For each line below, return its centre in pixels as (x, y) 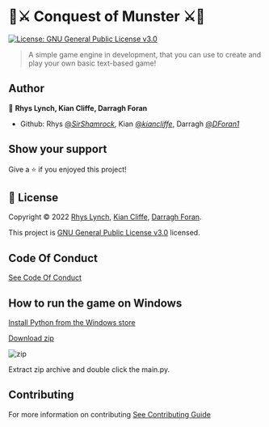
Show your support (58, 149)
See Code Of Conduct (45, 277)
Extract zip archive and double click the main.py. (89, 370)
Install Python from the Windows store (72, 322)
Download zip (31, 338)
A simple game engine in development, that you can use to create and (145, 54)
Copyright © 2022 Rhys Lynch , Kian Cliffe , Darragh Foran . (105, 217)
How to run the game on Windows (95, 303)
